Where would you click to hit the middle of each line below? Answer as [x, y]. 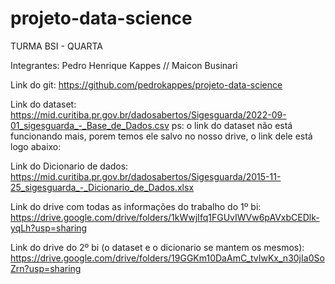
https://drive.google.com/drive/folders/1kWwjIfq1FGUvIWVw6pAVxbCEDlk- [165, 217]
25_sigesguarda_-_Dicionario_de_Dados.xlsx [102, 187]
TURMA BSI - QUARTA [56, 46]
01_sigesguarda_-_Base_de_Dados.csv [90, 125]
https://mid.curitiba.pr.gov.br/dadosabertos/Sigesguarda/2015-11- [146, 176]
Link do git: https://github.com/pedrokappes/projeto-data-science [146, 84]
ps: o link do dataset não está [232, 125]
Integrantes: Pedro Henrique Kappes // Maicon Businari [124, 65]
